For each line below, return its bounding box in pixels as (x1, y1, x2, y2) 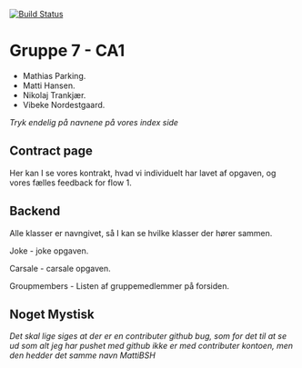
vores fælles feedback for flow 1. (9, 177, 132, 188)
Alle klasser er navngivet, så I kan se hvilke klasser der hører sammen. (9, 227, 273, 238)
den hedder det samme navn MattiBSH (9, 350, 156, 361)
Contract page (9, 144, 94, 159)
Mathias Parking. (22, 70, 86, 81)
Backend (9, 204, 61, 219)
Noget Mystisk (9, 306, 95, 322)
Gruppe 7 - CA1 (9, 41, 126, 61)
